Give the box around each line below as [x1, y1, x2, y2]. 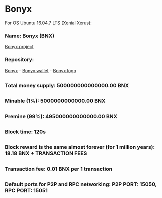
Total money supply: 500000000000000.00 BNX [5, 82, 129, 89]
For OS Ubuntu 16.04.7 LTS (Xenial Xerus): [5, 20, 92, 26]
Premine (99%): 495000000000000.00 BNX [5, 113, 118, 120]
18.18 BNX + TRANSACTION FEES [5, 150, 87, 157]
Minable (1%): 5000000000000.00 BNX [5, 97, 106, 104]
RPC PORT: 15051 [5, 187, 48, 194]
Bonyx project [5, 44, 34, 50]
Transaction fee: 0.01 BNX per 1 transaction [5, 165, 113, 172]
